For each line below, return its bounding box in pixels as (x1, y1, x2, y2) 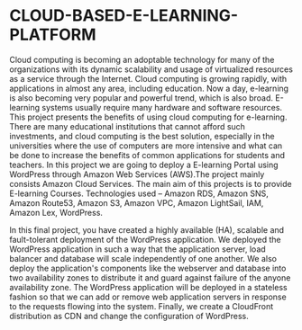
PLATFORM (9, 24, 96, 45)
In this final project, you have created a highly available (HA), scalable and (9, 224, 285, 235)
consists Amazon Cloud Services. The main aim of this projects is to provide (9, 178, 292, 189)
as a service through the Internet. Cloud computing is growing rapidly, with (9, 73, 288, 84)
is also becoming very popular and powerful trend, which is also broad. (9, 92, 273, 103)
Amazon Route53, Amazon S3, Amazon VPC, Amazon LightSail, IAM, (9, 197, 264, 208)
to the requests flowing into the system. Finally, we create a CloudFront (9, 300, 274, 311)
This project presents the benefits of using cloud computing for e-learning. (9, 111, 288, 122)
